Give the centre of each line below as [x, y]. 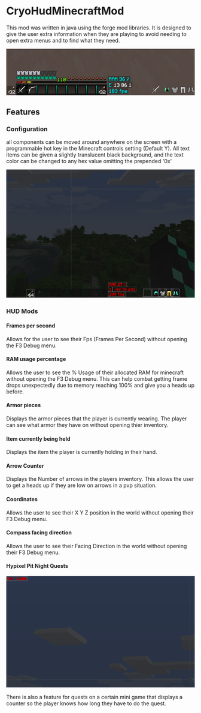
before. [15, 392]
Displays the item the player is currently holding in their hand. [82, 452]
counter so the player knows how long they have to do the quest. [86, 703]
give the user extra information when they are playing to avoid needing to [96, 34]
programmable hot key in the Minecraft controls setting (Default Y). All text [98, 149]
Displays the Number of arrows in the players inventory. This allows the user [100, 479]
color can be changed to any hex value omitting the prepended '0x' [89, 161]
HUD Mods [22, 311]
